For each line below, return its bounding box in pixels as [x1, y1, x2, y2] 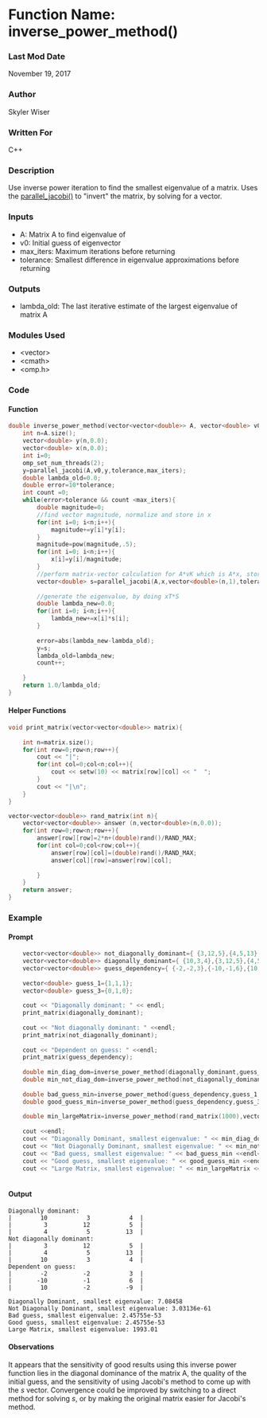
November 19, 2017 [8, 69, 72, 79]
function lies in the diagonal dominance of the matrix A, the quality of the [8, 1368, 247, 1377]
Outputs [8, 283, 41, 294]
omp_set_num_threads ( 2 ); [22, 459, 105, 467]
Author [8, 89, 37, 100]
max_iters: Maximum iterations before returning [19, 246, 176, 256]
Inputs [8, 211, 34, 222]
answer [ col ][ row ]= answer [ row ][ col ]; [50, 856, 172, 864]
